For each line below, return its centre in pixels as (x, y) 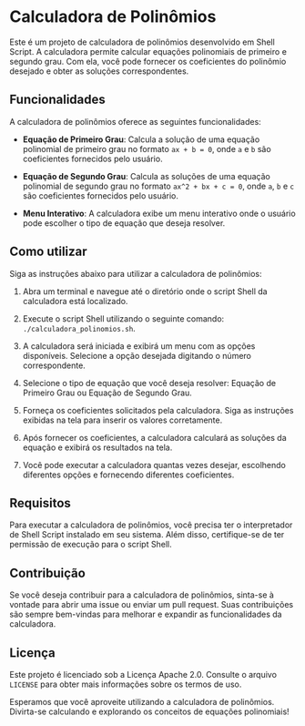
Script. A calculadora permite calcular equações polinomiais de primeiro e (148, 51)
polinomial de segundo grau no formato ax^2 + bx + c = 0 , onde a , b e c (158, 186)
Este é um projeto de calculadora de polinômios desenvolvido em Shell (142, 42)
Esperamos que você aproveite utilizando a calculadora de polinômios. (142, 702)
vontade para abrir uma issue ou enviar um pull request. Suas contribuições (152, 605)
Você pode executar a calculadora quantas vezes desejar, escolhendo (154, 465)
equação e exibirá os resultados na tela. (97, 447)
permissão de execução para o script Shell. (91, 545)
